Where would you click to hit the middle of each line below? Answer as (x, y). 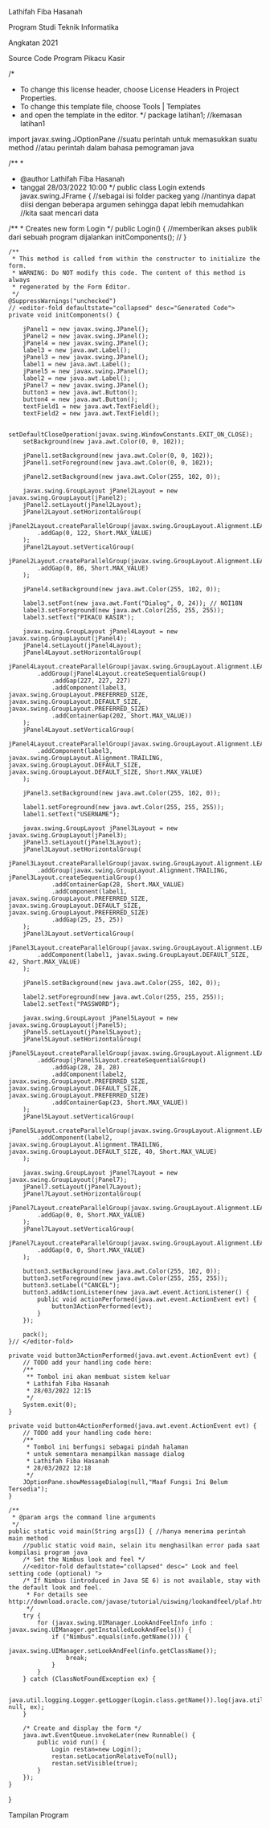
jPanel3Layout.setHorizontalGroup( (82, 849)
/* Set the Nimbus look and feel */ (84, 1560)
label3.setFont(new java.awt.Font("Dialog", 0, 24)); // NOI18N (133, 603)
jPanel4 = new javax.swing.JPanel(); (86, 343)
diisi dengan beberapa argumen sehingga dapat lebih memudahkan (132, 204)
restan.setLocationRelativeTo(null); (115, 1756)
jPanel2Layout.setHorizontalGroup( (82, 512)
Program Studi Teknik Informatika (63, 27)
